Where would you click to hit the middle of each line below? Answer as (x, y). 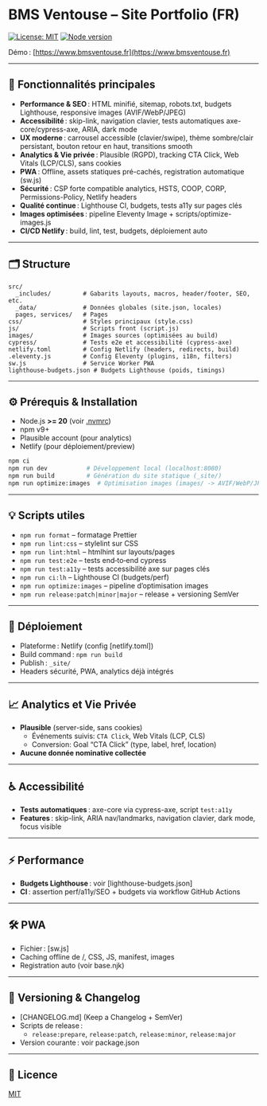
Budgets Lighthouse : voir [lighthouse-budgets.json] (106, 883)
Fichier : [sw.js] (44, 948)
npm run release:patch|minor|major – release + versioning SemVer (130, 594)
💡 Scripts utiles (47, 516)
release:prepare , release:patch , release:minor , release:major (134, 1034)
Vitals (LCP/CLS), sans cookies (70, 163)
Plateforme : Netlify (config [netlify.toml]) (87, 646)
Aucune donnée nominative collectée (83, 753)
